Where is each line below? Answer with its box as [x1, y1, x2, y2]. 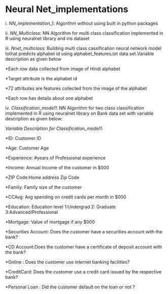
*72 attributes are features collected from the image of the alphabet [5, 85, 147, 91]
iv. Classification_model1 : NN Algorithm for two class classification [5, 105, 144, 111]
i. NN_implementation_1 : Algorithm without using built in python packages [5, 20, 158, 26]
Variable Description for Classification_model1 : [5, 125, 103, 131]
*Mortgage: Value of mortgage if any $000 [5, 219, 95, 225]
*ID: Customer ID [5, 135, 41, 141]
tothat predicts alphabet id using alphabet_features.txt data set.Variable [5, 51, 154, 57]
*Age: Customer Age [5, 145, 49, 151]
